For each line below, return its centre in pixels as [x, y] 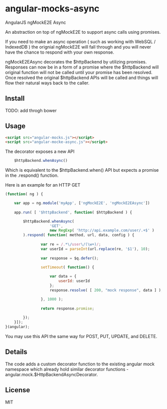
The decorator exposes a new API [40, 151]
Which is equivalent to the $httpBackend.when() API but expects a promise [82, 170]
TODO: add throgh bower [31, 110]
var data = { [63, 276]
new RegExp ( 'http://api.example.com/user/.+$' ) [102, 231]
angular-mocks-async [52, 9]
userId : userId [74, 281]
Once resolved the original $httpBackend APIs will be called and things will [82, 77]
